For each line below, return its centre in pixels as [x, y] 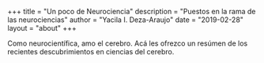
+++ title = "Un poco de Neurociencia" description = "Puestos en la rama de [132, 11]
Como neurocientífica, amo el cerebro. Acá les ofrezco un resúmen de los [128, 43]
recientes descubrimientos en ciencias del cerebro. [91, 52]
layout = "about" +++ [42, 28]
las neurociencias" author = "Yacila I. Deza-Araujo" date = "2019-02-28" [126, 20]
